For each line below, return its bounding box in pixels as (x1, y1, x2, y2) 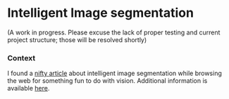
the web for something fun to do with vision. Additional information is (7, 77, 208, 85)
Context (7, 53, 36, 62)
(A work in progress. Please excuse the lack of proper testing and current (7, 28, 221, 37)
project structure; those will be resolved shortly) (7, 35, 147, 44)
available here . (7, 84, 50, 93)
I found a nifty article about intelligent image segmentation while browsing (7, 69, 222, 78)
